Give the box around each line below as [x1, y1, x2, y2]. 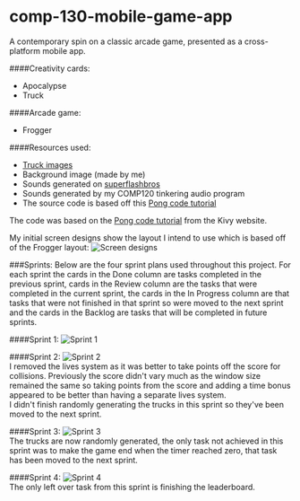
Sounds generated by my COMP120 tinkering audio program [21, 188, 245, 198]
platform [9, 45, 40, 56]
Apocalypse [21, 80, 67, 91]
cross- [244, 36, 269, 47]
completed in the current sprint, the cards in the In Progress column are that [9, 287, 289, 298]
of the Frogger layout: [9, 242, 90, 252]
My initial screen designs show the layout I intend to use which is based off [9, 232, 287, 243]
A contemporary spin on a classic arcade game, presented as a [9, 36, 244, 47]
